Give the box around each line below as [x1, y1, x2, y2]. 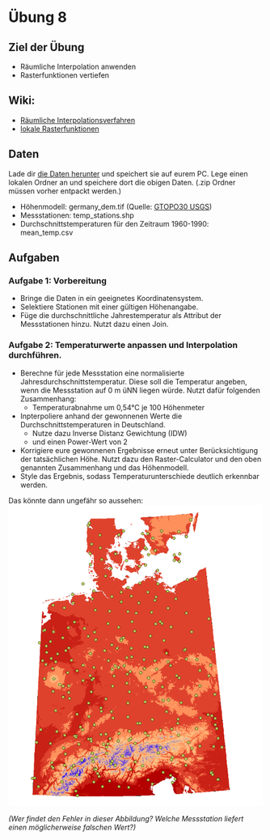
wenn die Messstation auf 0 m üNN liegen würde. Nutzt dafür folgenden [19, 385, 261, 395]
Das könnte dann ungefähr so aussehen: [8, 495, 144, 505]
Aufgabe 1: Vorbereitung [8, 275, 108, 286]
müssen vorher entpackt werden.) [8, 186, 122, 196]
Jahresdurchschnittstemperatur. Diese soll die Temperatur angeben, [19, 376, 248, 386]
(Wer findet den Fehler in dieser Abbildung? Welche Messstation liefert [8, 813, 244, 823]
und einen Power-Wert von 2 [32, 437, 128, 447]
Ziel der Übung [8, 40, 85, 54]
